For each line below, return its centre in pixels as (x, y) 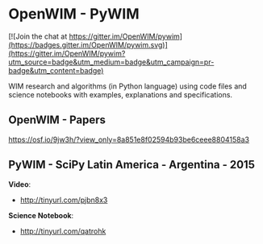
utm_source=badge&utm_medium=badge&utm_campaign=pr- (111, 62)
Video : (20, 184)
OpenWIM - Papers (57, 120)
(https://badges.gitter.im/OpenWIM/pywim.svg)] (88, 44)
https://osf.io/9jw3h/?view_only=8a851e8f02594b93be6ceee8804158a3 (129, 139)
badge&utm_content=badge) (56, 70)
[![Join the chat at (38, 36)
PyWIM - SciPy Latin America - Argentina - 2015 (132, 165)
